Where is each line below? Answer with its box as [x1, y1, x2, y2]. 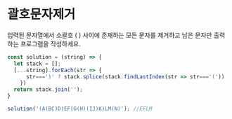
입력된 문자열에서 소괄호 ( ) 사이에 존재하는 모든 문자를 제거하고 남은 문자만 [7, 31, 212, 39]
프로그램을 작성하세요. [20, 39, 81, 48]
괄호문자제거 [7, 6, 76, 22]
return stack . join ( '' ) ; [13, 86, 83, 93]
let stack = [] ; [13, 60, 61, 67]
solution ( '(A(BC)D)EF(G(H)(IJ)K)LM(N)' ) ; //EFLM [7, 106, 153, 113]
